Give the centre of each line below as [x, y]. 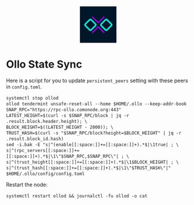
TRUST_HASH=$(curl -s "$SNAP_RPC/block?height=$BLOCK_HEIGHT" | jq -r [94, 133]
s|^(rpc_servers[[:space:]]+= [43, 150]
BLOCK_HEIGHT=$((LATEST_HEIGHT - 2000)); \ [60, 127]
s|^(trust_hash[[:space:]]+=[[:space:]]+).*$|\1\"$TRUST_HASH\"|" [89, 168]
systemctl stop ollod [32, 98]
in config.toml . [24, 86]
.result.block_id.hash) [35, 139]
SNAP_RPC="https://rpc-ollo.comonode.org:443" [64, 109]
